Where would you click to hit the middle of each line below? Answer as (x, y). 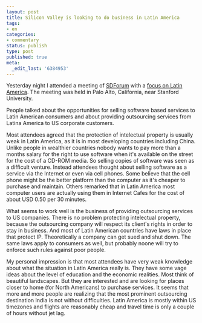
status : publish (27, 46)
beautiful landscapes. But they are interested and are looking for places (95, 281)
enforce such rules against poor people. (56, 250)
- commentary (23, 40)
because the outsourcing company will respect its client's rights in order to (99, 224)
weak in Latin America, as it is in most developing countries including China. (101, 141)
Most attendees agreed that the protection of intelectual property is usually (100, 135)
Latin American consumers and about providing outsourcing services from (99, 117)
